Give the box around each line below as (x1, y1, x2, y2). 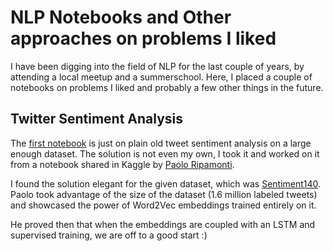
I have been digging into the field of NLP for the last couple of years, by (10, 60, 305, 72)
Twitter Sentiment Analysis (10, 111, 184, 128)
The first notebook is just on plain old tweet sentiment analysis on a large (10, 137, 312, 149)
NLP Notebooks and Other (10, 6, 232, 29)
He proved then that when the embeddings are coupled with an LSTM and (10, 218, 316, 230)
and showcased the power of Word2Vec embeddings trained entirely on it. (10, 199, 317, 211)
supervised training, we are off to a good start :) (10, 229, 208, 241)
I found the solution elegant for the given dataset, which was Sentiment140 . (10, 177, 322, 190)
